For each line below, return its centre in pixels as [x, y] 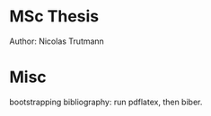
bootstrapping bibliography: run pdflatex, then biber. [106, 102]
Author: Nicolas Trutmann [57, 41]
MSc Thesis [54, 17]
